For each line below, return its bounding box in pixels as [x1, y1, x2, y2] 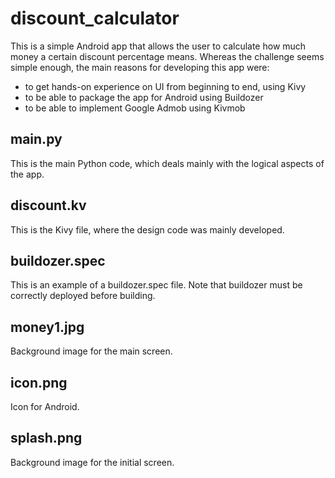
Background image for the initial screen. [10, 456, 175, 468]
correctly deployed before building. [10, 290, 156, 302]
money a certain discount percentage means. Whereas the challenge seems [10, 50, 325, 62]
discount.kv [10, 197, 87, 214]
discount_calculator [10, 7, 180, 30]
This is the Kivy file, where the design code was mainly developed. [10, 223, 285, 236]
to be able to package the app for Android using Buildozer [24, 91, 264, 103]
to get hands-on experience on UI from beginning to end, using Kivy [24, 80, 307, 92]
